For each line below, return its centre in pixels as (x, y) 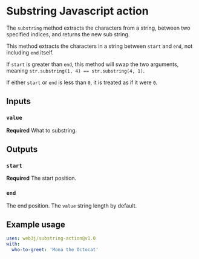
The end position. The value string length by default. (72, 205)
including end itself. (30, 52)
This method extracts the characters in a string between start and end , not (99, 46)
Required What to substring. (42, 130)
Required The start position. (41, 178)
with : (13, 244)
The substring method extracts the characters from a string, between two (98, 28)
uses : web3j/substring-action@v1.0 (51, 238)
